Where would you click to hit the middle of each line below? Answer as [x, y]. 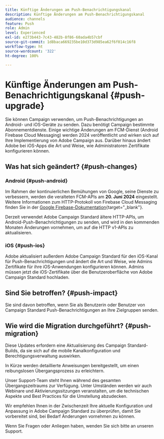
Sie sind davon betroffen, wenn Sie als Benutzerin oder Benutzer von [75, 305]
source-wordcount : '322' [31, 51]
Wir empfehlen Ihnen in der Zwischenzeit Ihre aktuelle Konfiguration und [79, 406]
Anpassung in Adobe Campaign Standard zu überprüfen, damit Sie [73, 411]
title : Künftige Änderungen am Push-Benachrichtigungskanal [68, 10]
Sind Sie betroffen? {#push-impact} [61, 293]
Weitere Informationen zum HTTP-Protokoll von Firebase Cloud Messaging [81, 202]
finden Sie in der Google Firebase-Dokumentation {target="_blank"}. [74, 207]
